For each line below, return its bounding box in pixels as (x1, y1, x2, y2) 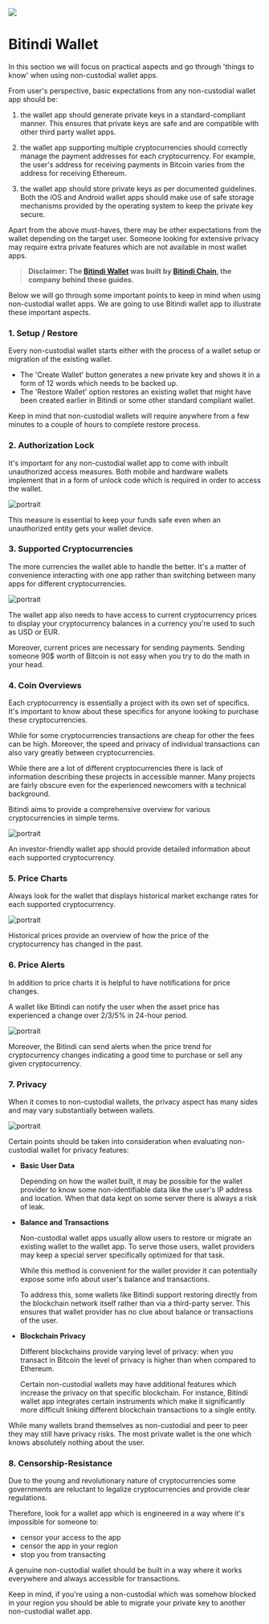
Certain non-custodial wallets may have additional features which (19, 1380, 237, 1389)
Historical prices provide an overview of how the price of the (8, 931, 209, 941)
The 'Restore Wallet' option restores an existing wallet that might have (19, 387, 251, 397)
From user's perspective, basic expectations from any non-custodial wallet (8, 85, 256, 96)
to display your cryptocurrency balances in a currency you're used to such (8, 618, 255, 628)
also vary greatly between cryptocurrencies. (8, 748, 155, 757)
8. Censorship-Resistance (8, 1458, 112, 1469)
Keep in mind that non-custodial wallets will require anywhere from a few (8, 411, 250, 421)
